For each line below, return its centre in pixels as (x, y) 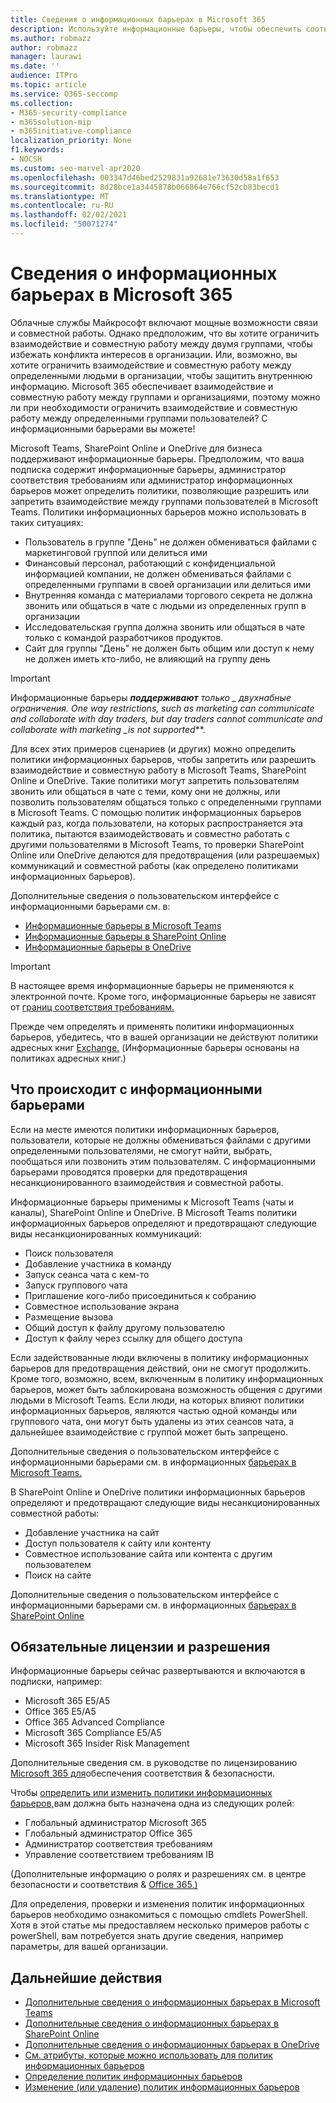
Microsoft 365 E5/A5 (67, 1701)
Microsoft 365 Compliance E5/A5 (93, 1733)
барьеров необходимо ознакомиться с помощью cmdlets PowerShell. (159, 1915)
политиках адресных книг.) (68, 1058)
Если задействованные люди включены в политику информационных (159, 1357)
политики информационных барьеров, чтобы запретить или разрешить (163, 759)
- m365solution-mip (51, 122)
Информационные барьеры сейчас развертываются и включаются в (158, 1671)
